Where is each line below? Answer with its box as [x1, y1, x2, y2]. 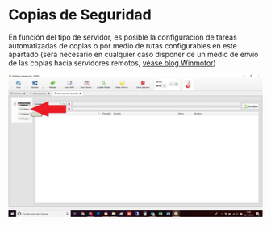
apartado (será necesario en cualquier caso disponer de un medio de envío [8, 49, 259, 59]
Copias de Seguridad [8, 6, 152, 24]
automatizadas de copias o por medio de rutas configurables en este [8, 40, 238, 50]
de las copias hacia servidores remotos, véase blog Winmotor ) [8, 58, 216, 68]
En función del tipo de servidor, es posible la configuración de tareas [8, 32, 238, 42]
